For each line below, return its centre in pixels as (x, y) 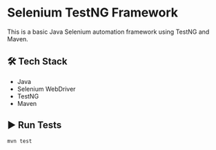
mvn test (20, 141)
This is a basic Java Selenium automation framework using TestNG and (108, 32)
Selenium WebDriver (46, 89)
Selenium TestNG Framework (92, 13)
